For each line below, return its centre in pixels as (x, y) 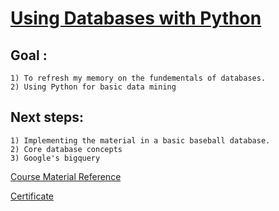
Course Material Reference (66, 176)
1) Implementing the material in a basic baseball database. (140, 140)
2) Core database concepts (66, 149)
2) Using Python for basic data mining (93, 87)
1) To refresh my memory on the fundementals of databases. (138, 78)
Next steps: (47, 117)
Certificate (32, 196)
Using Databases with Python (136, 18)
